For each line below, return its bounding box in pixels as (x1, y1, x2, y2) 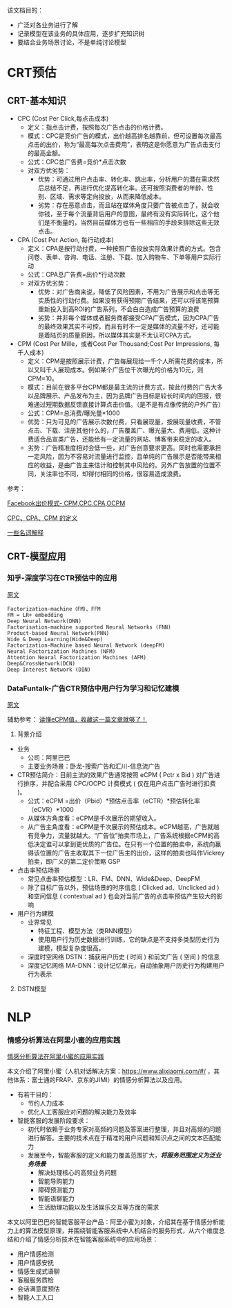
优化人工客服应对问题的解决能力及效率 (27, 1108, 137, 1116)
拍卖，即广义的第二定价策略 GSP (27, 857, 121, 865)
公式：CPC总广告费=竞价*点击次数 (27, 158, 126, 166)
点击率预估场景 (17, 866, 60, 874)
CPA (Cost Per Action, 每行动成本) (17, 236, 114, 244)
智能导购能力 (37, 1177, 75, 1185)
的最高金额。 (27, 149, 64, 157)
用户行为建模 (17, 909, 54, 917)
